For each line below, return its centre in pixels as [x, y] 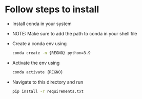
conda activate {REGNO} [38, 72]
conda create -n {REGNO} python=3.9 [51, 53]
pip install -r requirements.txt [48, 91]
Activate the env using [36, 63]
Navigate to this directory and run [48, 82]
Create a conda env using [39, 43]
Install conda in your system [42, 24]
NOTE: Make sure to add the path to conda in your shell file [75, 33]
